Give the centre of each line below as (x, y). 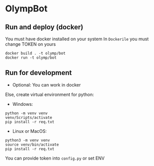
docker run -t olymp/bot (31, 58)
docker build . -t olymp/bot (35, 53)
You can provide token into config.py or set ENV (55, 158)
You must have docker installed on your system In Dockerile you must (77, 39)
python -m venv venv (27, 113)
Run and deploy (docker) (44, 27)
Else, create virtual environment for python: (50, 94)
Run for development (39, 73)
